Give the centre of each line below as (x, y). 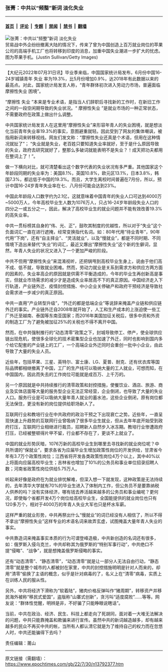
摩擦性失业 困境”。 (24, 91)
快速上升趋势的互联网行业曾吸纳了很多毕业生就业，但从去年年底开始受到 (84, 420)
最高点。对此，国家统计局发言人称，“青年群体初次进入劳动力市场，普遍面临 (83, 85)
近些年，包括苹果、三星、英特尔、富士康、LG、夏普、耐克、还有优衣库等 (80, 361)
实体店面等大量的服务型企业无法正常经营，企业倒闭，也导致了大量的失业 (88, 391)
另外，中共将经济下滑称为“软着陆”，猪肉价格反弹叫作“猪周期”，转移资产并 (81, 590)
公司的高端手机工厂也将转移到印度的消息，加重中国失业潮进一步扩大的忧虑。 (84, 50)
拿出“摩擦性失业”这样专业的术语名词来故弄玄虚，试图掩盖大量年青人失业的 (86, 521)
